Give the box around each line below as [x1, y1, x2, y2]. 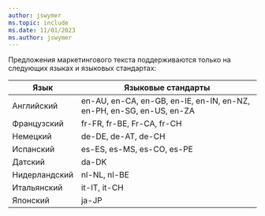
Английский [12, 100, 58, 111]
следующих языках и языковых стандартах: [8, 64, 157, 73]
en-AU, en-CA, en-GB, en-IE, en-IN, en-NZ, [80, 95, 251, 106]
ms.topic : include [8, 19, 69, 27]
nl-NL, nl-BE [80, 169, 130, 181]
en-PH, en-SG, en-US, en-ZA [80, 106, 195, 117]
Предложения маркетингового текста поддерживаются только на [8, 55, 231, 65]
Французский [12, 118, 65, 129]
